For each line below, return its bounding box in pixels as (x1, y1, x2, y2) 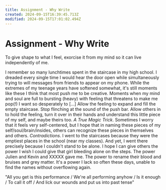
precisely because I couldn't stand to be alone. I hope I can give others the (5, 143, 158, 149)
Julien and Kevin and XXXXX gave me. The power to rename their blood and (5, 154, 162, 160)
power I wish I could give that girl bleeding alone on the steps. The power (5, 149, 156, 155)
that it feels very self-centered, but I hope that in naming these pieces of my (5, 122, 161, 128)
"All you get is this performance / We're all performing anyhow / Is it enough (5, 174, 161, 180)
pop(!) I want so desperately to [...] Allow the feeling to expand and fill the (5, 101, 156, 107)
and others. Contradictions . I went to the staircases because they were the (5, 133, 158, 139)
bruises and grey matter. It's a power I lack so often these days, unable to (5, 159, 156, 165)
